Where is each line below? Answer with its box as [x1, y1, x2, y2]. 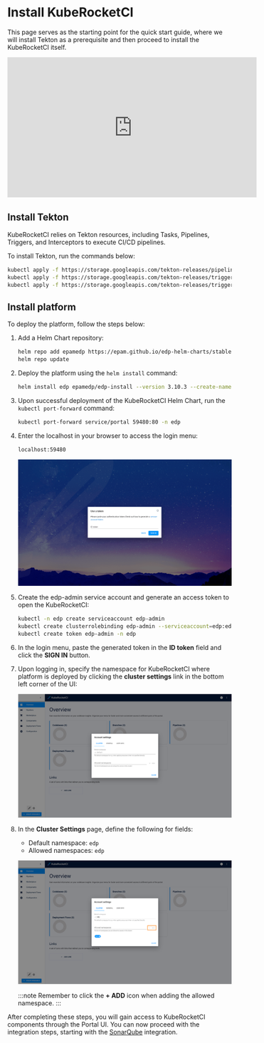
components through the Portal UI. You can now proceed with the [7, 1020, 200, 1029]
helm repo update [17, 356, 70, 363]
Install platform [7, 300, 76, 313]
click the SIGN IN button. [17, 651, 90, 659]
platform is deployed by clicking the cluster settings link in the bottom [17, 672, 224, 681]
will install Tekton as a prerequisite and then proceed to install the [7, 35, 199, 43]
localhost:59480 [17, 446, 66, 453]
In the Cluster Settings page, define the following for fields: [17, 824, 194, 833]
